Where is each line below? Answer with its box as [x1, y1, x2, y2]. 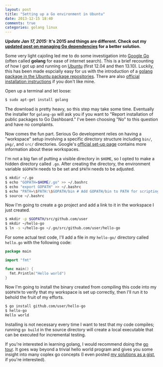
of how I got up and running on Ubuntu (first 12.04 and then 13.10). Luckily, [5, 63, 154, 69]
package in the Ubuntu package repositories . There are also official [5, 74, 140, 79]
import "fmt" [5, 258, 32, 262]
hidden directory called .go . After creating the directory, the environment [5, 161, 150, 167]
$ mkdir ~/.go [5, 175, 34, 180]
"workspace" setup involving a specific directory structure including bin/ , [5, 136, 152, 142]
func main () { [5, 266, 34, 271]
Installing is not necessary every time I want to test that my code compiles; [5, 321, 154, 327]
